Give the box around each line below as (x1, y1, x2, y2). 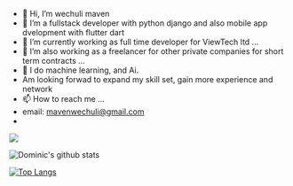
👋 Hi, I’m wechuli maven (21, 9, 110, 19)
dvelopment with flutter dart (21, 27, 125, 37)
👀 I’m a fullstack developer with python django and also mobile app (21, 18, 268, 28)
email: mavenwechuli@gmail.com (21, 106, 145, 117)
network (21, 84, 53, 94)
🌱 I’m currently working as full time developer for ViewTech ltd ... (21, 36, 259, 47)
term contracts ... (21, 56, 86, 66)
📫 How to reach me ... (21, 94, 105, 104)
